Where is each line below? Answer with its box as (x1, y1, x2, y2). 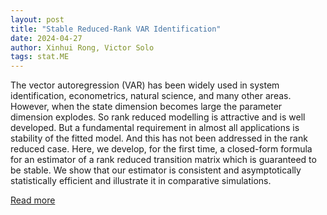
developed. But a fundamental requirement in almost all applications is (10, 122, 300, 134)
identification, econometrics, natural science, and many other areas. (10, 90, 292, 102)
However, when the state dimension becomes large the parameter (10, 101, 283, 113)
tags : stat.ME (10, 52, 70, 62)
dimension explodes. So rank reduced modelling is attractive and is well (10, 111, 306, 123)
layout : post (10, 14, 65, 25)
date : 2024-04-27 (10, 33, 83, 43)
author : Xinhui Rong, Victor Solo (10, 42, 155, 53)
